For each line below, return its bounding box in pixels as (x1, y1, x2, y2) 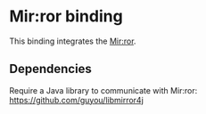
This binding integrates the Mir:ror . (9, 36, 136, 46)
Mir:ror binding (9, 6, 123, 27)
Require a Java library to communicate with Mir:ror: (9, 85, 198, 95)
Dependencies (9, 61, 92, 77)
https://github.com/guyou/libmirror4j (9, 94, 144, 105)
